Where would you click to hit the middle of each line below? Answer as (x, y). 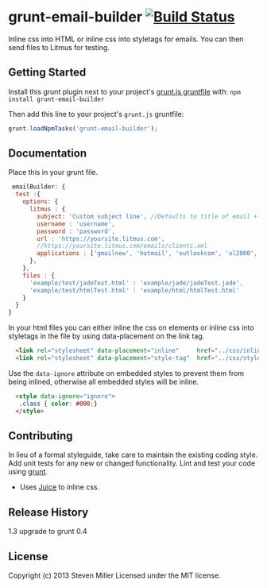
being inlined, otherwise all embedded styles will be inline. (104, 381)
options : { (41, 202)
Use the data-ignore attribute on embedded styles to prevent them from (126, 373)
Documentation (48, 154)
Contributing (41, 436)
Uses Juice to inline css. (60, 487)
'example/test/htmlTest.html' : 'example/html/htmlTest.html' (134, 290)
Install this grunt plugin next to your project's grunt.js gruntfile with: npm (124, 91)
